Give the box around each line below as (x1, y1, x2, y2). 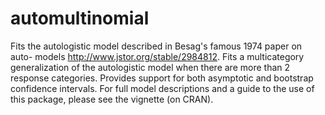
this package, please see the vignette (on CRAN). (10, 93, 214, 105)
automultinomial (10, 7, 150, 30)
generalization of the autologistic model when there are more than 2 (10, 61, 291, 73)
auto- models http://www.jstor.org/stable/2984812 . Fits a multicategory (10, 50, 305, 62)
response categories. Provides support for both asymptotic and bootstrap (10, 72, 314, 84)
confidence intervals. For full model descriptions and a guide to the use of (10, 82, 315, 94)
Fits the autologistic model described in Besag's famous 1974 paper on (10, 40, 303, 52)
